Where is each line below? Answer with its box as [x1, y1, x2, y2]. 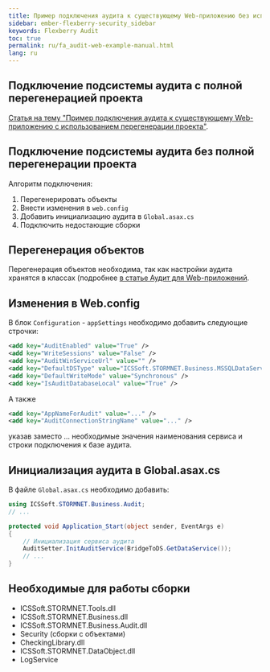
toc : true [8, 34, 42, 43]
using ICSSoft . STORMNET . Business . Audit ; [8, 501, 146, 509]
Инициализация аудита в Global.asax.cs [8, 464, 221, 477]
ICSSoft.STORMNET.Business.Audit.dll [19, 620, 148, 630]
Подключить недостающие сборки [19, 220, 141, 229]
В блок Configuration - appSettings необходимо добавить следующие [8, 318, 248, 328]
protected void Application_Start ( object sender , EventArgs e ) [8, 522, 225, 530]
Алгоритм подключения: [8, 179, 93, 188]
